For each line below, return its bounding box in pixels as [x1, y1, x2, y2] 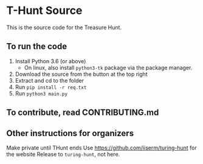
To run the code [6, 41, 67, 52]
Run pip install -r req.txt [15, 83, 87, 91]
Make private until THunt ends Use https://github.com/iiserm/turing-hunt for [6, 144, 197, 151]
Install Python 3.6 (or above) [15, 57, 86, 64]
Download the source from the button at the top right [15, 70, 148, 78]
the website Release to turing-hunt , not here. [6, 150, 120, 158]
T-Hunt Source [6, 4, 83, 18]
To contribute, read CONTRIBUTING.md [6, 108, 159, 118]
